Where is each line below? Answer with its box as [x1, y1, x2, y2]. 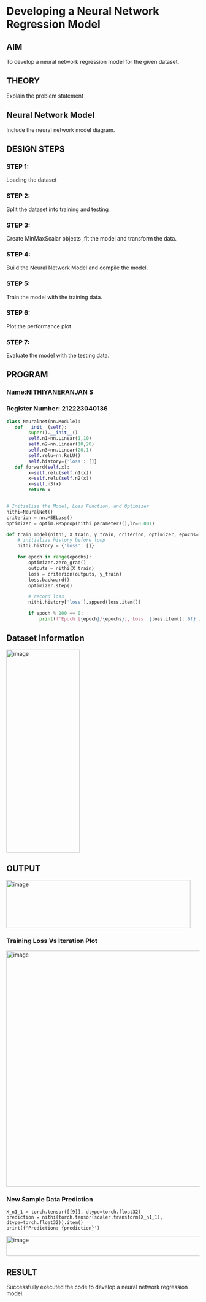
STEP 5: [6, 279, 31, 288]
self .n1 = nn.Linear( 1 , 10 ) [28, 436, 92, 442]
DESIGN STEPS [6, 144, 66, 155]
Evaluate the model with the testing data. [6, 352, 110, 360]
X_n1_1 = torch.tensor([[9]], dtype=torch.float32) [6, 1209, 141, 1215]
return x [28, 487, 51, 493]
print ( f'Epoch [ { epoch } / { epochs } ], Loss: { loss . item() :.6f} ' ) [39, 616, 202, 622]
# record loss [28, 593, 64, 599]
